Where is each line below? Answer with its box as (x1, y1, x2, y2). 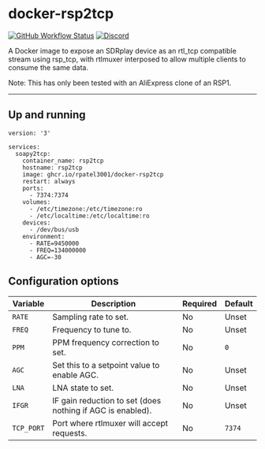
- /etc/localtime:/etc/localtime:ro (28, 212, 150, 220)
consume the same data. (8, 62, 89, 72)
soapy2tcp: (15, 150, 51, 158)
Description (91, 298, 136, 309)
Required (182, 298, 218, 309)
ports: (22, 184, 44, 192)
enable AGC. (52, 369, 99, 380)
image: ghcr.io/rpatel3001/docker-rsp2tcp (22, 170, 164, 178)
